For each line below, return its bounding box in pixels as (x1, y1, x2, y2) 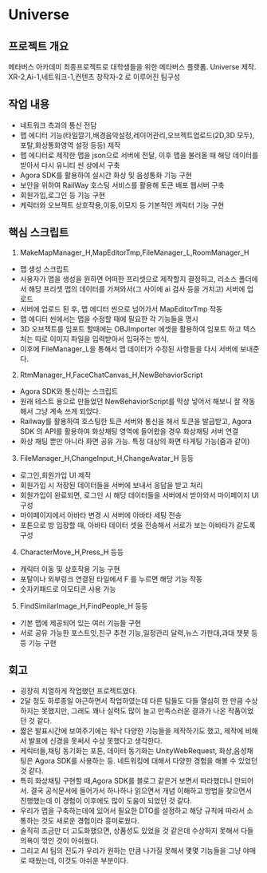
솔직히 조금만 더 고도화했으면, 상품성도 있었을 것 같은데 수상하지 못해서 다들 (19, 826, 254, 835)
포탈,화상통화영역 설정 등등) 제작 (19, 140, 121, 149)
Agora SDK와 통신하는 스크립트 (19, 386, 118, 396)
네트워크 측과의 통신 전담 (19, 120, 97, 129)
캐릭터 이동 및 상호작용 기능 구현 (19, 564, 120, 573)
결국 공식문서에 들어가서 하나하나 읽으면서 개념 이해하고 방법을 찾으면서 (30, 786, 253, 796)
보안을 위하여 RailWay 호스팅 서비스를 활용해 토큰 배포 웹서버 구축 (19, 180, 225, 189)
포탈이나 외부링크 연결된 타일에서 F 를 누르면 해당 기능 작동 (19, 573, 203, 584)
